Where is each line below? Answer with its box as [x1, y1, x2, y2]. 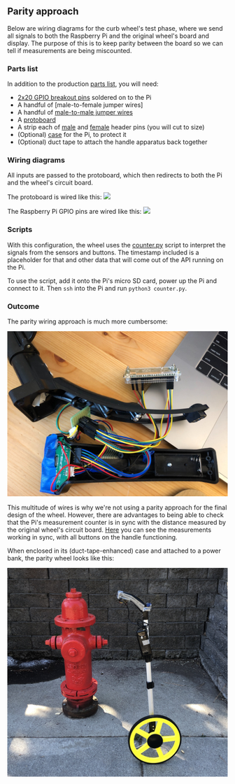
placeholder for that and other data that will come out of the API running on [7, 255, 224, 264]
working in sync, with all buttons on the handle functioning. [7, 533, 178, 541]
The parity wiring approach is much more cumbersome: [7, 317, 168, 326]
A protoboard [17, 115, 56, 124]
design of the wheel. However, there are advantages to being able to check [7, 511, 224, 519]
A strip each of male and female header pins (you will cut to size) [17, 123, 205, 131]
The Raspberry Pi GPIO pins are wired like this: [7, 208, 142, 216]
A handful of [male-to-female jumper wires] [17, 101, 143, 109]
